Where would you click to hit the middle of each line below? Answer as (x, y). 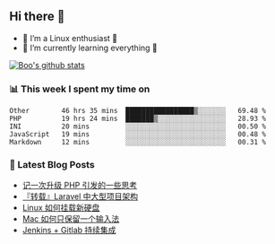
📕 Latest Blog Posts (52, 165)
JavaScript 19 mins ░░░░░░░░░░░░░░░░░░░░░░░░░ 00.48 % (138, 135)
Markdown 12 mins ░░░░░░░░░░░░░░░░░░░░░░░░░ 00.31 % (138, 143)
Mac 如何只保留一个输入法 (71, 219)
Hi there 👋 (37, 17)
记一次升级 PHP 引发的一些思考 (79, 186)
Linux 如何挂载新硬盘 (61, 208)
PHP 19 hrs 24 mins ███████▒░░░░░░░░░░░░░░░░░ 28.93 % (138, 119)
